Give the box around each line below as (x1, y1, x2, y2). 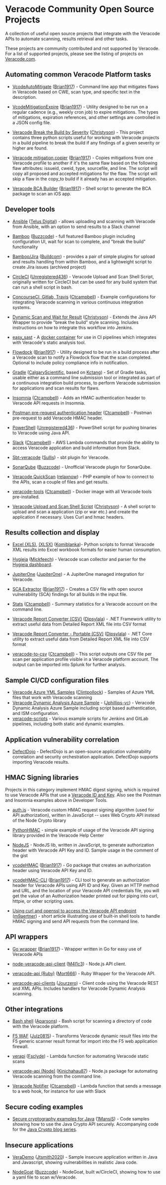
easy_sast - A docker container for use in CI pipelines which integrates (12, 334, 157, 340)
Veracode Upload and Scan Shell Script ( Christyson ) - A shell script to (12, 503, 156, 509)
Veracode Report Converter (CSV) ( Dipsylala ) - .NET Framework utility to (12, 616, 161, 622)
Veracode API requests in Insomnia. (12, 400, 86, 406)
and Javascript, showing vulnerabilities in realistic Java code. (12, 1159, 138, 1166)
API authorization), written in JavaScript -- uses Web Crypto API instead (12, 812, 160, 818)
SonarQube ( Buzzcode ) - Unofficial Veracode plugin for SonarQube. (12, 464, 152, 470)
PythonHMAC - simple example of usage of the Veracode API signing (12, 827, 154, 833)
